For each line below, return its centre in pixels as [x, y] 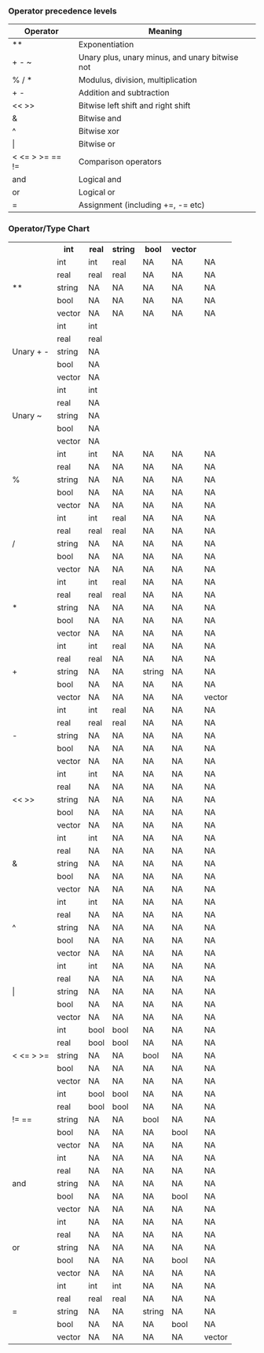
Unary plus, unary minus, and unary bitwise [158, 57]
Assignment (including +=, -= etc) [142, 205]
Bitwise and [100, 118]
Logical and [100, 180]
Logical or [97, 192]
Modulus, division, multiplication [138, 80]
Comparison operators [120, 161]
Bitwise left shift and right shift [134, 106]
